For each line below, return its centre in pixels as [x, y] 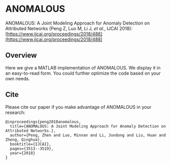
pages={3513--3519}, [32, 149]
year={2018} [23, 153]
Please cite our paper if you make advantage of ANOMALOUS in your [78, 107]
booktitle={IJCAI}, [31, 144]
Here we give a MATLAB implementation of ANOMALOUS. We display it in [83, 67]
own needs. [18, 78]
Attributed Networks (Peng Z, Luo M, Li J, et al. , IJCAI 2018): [69, 28]
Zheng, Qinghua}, [24, 139]
